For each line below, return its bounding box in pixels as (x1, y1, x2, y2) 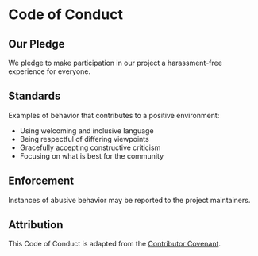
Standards (8, 90, 61, 103)
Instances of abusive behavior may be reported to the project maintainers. (8, 195, 251, 204)
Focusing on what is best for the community (19, 151, 164, 160)
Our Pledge (8, 37, 65, 51)
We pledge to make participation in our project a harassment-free (8, 58, 222, 67)
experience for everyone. (8, 67, 91, 76)
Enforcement (8, 174, 74, 188)
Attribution (8, 218, 64, 231)
